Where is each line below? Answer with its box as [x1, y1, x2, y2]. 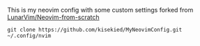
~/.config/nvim [7, 32, 52, 39]
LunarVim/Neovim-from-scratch [7, 13, 100, 21]
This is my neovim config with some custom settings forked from [7, 6, 194, 14]
